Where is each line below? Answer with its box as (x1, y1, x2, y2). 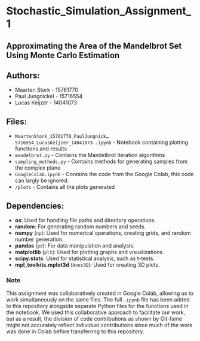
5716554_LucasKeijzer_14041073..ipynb (14, 140, 112, 146)
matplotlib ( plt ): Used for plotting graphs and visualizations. (14, 249, 164, 256)
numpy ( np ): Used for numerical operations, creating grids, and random (14, 230, 191, 237)
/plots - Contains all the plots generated (14, 183, 115, 191)
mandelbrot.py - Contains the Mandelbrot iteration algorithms (14, 152, 165, 159)
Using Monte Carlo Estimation (6, 50, 120, 61)
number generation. (14, 236, 64, 243)
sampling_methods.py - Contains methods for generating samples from (14, 158, 188, 165)
